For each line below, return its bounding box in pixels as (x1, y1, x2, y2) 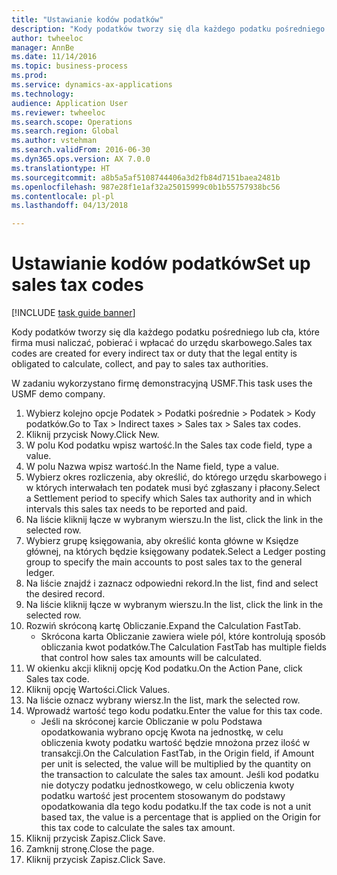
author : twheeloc (11, 33, 84, 43)
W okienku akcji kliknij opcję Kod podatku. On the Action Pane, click (25, 662, 303, 675)
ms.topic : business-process (11, 61, 129, 71)
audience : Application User (11, 98, 129, 108)
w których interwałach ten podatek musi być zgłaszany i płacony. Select (25, 482, 321, 494)
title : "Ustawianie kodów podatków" (11, 14, 164, 25)
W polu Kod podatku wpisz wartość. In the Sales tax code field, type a (25, 439, 313, 451)
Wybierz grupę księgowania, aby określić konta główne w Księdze (25, 535, 299, 547)
